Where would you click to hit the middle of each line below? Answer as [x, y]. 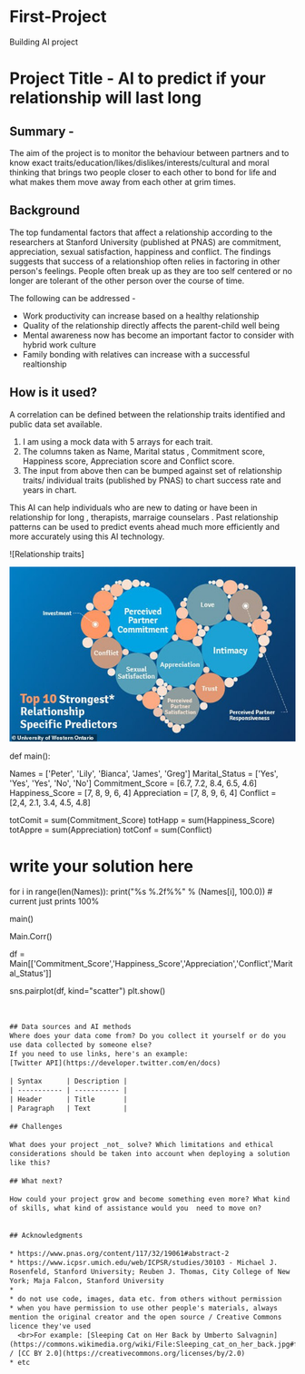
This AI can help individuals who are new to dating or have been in [133, 507]
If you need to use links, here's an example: [99, 1054]
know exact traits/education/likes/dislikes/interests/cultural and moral [139, 162]
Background [44, 211]
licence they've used [50, 1326]
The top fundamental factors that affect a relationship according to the [141, 232]
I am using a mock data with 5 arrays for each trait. [118, 441]
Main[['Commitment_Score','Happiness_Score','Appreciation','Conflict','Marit [151, 963]
